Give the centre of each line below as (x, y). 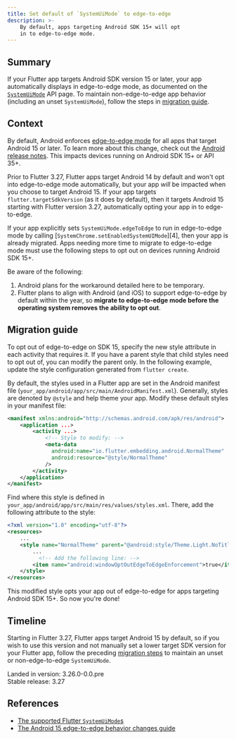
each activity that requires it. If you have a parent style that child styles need (118, 354)
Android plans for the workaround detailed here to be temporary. (111, 285)
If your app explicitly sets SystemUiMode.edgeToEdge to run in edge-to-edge (115, 228)
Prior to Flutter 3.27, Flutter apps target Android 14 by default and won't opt (116, 176)
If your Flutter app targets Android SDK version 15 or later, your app (105, 79)
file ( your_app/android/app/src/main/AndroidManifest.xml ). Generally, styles (118, 390)
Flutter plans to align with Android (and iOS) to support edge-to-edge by (122, 293)
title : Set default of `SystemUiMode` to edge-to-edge (89, 14)
